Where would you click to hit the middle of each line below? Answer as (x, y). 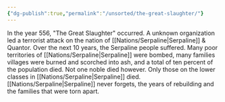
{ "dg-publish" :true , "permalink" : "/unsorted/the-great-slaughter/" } (106, 13)
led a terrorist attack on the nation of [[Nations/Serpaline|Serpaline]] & (106, 40)
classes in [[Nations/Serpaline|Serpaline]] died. (74, 77)
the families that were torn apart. (53, 91)
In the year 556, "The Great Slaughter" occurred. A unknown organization (111, 33)
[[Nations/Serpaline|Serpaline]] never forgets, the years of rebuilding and (111, 84)
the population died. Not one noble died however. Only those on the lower (111, 69)
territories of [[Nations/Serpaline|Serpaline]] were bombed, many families (111, 55)
